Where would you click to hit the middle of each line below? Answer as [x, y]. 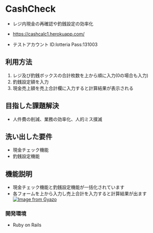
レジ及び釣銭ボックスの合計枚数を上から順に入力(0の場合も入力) [81, 75]
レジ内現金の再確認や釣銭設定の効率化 [53, 24]
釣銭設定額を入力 [31, 82]
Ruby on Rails [27, 225]
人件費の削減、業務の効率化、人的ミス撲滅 [57, 119]
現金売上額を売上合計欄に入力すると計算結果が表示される [73, 88]
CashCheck [31, 9]
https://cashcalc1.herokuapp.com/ [49, 34]
